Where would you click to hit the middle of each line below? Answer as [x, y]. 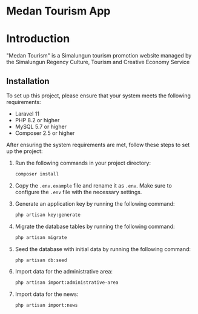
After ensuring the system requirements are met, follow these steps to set [98, 145]
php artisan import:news [46, 306]
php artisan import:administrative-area [67, 283]
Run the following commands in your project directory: [83, 163]
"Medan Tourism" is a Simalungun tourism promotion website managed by [99, 56]
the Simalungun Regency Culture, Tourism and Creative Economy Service [98, 62]
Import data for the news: [47, 294]
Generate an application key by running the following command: [95, 203]
